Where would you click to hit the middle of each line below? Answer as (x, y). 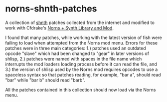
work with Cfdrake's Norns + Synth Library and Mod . (59, 27)
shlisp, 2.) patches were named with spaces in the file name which (74, 58)
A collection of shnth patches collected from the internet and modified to (80, 22)
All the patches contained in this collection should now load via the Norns (81, 89)
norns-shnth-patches (51, 9)
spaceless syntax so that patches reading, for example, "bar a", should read (83, 74)
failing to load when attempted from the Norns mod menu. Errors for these (82, 42)
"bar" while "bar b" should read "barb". (45, 80)
